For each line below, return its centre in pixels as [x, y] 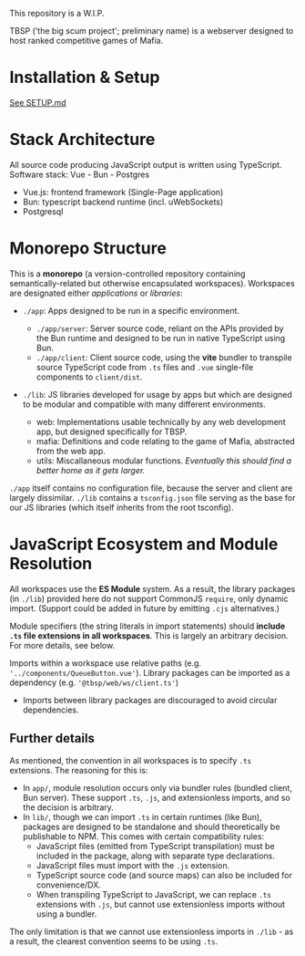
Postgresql [43, 211]
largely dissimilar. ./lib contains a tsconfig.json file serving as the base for [152, 497]
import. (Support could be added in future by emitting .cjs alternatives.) [145, 608]
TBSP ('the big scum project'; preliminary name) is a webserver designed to [152, 31]
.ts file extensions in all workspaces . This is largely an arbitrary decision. [149, 635]
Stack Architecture [82, 140]
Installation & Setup [85, 78]
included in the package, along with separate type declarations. [156, 856]
